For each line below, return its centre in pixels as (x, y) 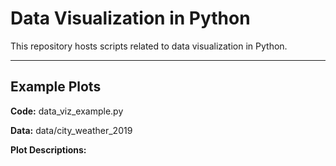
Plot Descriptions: (48, 149)
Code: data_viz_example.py (67, 111)
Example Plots (56, 87)
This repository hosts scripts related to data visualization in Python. (149, 46)
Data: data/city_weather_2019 (71, 130)
